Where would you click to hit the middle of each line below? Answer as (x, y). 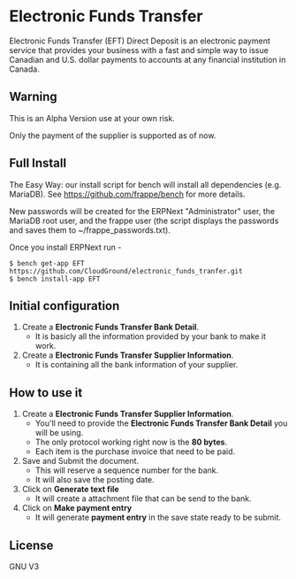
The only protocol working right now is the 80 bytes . (131, 442)
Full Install (38, 163)
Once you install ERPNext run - (65, 247)
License (31, 545)
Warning (33, 97)
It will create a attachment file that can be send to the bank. (143, 498)
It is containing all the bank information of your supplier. (137, 365)
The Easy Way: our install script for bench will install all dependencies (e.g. (145, 184)
